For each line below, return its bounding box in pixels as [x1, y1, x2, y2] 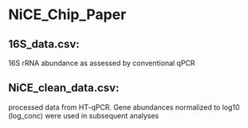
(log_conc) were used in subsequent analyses [8, 111, 159, 120]
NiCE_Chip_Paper [8, 6, 127, 24]
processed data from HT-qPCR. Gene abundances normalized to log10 [8, 102, 240, 112]
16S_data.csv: [8, 37, 80, 51]
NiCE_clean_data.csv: [8, 81, 120, 95]
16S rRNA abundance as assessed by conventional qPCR [8, 58, 195, 68]
